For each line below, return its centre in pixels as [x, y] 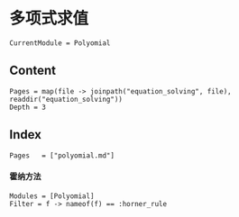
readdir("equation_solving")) [66, 99]
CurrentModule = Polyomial [60, 43]
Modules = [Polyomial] [52, 196]
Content [33, 71]
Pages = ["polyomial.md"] [62, 155]
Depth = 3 [28, 107]
